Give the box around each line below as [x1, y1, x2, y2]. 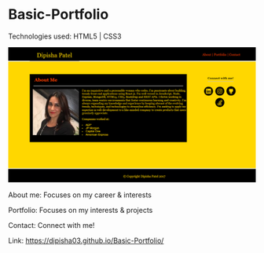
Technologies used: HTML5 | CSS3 [8, 31, 122, 41]
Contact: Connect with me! [8, 221, 95, 230]
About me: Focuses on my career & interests [8, 190, 152, 200]
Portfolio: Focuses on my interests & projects [8, 206, 153, 215]
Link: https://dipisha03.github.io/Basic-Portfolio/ [8, 236, 164, 245]
